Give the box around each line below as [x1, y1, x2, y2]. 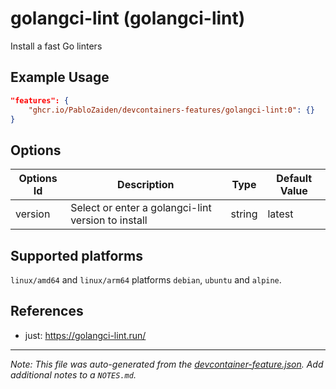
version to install [70, 213, 148, 227]
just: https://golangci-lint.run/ [24, 329, 147, 341]
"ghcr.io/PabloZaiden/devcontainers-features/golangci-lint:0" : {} [28, 105, 315, 115]
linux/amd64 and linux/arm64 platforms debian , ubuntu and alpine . [10, 274, 282, 286]
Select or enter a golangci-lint [70, 201, 212, 215]
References [10, 303, 84, 320]
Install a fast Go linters [10, 40, 103, 52]
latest [267, 207, 294, 221]
